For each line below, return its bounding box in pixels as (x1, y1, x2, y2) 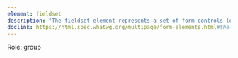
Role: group (7, 43, 41, 52)
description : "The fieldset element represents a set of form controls (7, 17, 223, 24)
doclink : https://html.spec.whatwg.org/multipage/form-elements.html (7, 23, 217, 30)
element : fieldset (7, 10, 62, 18)
